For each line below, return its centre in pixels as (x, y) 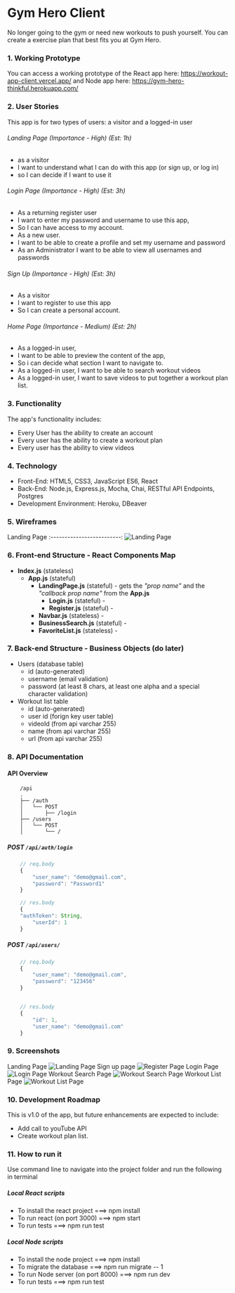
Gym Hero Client (56, 13)
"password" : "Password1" (69, 884)
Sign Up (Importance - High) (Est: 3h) (61, 274)
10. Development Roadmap (54, 1100)
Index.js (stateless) (45, 570)
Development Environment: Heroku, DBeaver (82, 503)
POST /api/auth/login (40, 847)
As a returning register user (57, 212)
